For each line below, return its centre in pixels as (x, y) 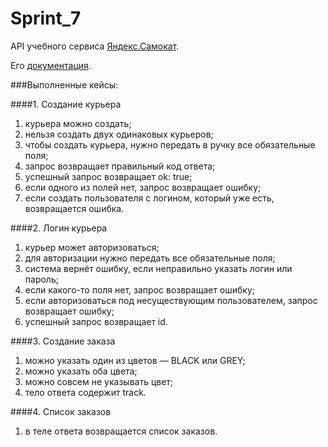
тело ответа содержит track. (85, 392)
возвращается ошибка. (74, 208)
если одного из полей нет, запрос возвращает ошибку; (143, 187)
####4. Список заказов (61, 411)
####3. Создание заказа (63, 341)
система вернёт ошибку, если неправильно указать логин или (158, 268)
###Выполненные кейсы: (64, 84)
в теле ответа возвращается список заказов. (121, 431)
